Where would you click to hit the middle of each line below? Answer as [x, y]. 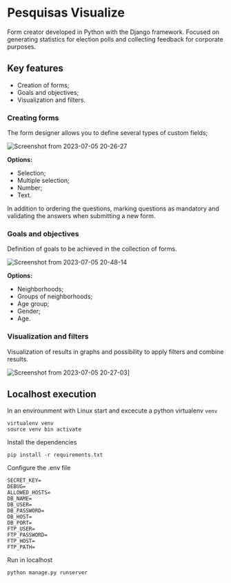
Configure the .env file [39, 468]
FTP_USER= [21, 529]
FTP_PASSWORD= [28, 535]
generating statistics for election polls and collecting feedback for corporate [115, 39]
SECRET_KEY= [24, 481]
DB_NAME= [20, 499]
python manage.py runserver [48, 573]
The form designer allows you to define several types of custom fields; [108, 133]
